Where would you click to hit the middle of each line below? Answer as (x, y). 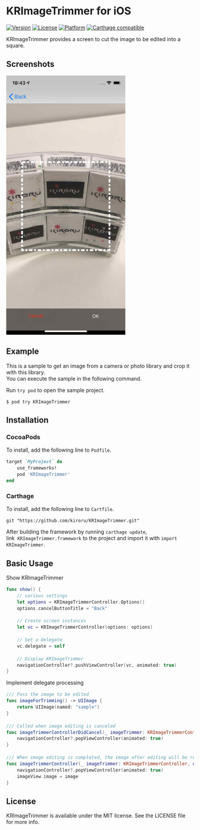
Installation (27, 420)
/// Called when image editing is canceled (61, 726)
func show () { (24, 590)
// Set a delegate (40, 640)
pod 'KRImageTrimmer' (43, 474)
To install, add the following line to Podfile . (59, 450)
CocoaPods (23, 437)
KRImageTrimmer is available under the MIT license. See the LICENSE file (96, 816)
